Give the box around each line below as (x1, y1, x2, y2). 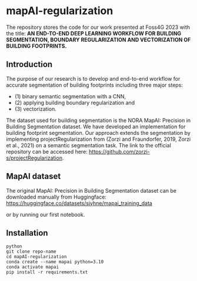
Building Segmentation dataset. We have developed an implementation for (6, 123, 186, 130)
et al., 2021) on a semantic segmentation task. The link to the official (6, 141, 172, 148)
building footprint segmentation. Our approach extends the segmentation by (6, 129, 191, 136)
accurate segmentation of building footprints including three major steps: (6, 81, 183, 88)
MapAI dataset (6, 171, 61, 181)
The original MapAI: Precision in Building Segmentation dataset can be (6, 187, 176, 194)
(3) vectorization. (14, 105, 57, 113)
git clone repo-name (6, 249, 57, 254)
